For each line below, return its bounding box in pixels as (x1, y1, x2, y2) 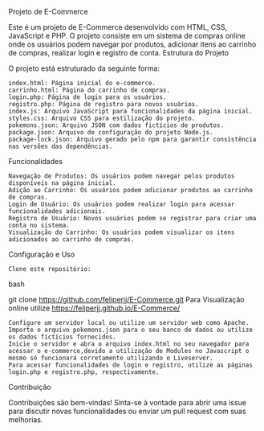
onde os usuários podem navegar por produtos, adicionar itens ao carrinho (8, 39, 257, 49)
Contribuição (8, 382, 51, 392)
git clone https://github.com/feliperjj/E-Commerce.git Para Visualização (8, 295, 245, 304)
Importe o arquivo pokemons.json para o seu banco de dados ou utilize (8, 326, 253, 334)
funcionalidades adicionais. (8, 207, 106, 215)
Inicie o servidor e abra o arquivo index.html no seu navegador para (8, 340, 250, 348)
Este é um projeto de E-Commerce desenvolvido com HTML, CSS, (8, 23, 227, 31)
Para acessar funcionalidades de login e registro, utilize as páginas (8, 361, 253, 369)
